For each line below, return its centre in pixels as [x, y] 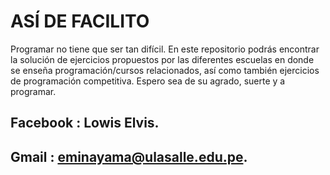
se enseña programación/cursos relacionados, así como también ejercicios [165, 70]
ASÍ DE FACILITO [80, 21]
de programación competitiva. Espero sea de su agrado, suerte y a [148, 81]
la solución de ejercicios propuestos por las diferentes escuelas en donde [162, 59]
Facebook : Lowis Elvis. [85, 123]
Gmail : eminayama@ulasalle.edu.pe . [129, 156]
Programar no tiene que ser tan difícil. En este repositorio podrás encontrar [165, 49]
